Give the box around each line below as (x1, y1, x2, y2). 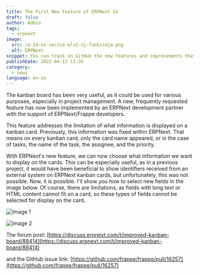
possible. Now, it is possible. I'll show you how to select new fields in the (6, 178, 184, 185)
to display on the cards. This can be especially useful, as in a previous (6, 159, 179, 166)
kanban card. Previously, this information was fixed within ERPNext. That (6, 129, 185, 136)
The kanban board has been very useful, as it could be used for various (6, 92, 182, 99)
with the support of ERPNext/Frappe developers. (6, 111, 126, 118)
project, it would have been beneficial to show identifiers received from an (6, 165, 189, 173)
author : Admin (6, 20, 42, 26)
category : (6, 64, 31, 70)
